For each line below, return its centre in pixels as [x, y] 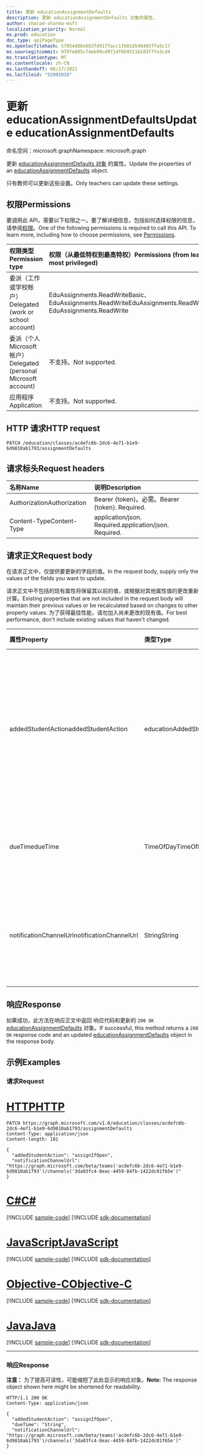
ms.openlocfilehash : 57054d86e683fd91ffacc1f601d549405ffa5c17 [88, 46]
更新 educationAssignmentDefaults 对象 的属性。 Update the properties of [99, 164]
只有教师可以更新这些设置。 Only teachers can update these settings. [93, 183]
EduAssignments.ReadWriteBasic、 [99, 295]
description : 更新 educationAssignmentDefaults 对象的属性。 [82, 18]
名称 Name [24, 487]
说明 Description [118, 487]
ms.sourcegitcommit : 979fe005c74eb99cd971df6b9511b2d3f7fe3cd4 [88, 52]
